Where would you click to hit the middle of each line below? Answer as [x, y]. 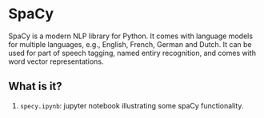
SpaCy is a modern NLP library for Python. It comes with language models [131, 36]
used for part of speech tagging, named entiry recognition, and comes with [132, 53]
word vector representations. [56, 61]
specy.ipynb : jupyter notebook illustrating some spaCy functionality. [132, 105]
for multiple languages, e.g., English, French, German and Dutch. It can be [130, 44]
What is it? [35, 87]
